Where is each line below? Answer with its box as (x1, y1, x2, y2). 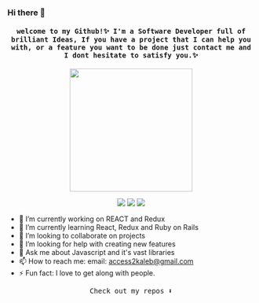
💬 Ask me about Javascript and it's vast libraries (18, 248, 175, 257)
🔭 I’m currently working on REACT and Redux (18, 214, 166, 224)
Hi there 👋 (7, 7, 46, 18)
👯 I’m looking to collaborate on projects (18, 231, 146, 241)
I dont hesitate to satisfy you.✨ (64, 50, 199, 60)
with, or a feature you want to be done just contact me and (10, 42, 252, 52)
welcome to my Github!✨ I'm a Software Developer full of (16, 27, 246, 35)
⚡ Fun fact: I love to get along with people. (18, 268, 155, 278)
